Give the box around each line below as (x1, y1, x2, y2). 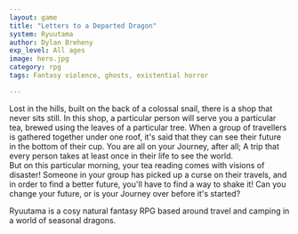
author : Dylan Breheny (9, 37, 93, 47)
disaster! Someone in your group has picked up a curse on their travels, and (9, 169, 287, 180)
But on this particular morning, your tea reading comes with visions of (9, 159, 265, 170)
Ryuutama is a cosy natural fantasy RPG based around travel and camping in (9, 206, 290, 216)
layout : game (9, 12, 58, 22)
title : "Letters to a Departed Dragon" (9, 21, 157, 30)
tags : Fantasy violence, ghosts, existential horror (9, 71, 209, 80)
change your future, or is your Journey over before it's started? (9, 188, 241, 198)
